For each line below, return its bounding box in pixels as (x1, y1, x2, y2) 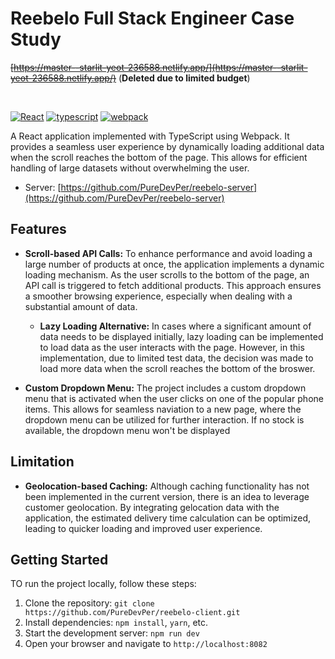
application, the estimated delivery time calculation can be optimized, (24, 512, 312, 524)
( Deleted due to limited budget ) (118, 72, 251, 84)
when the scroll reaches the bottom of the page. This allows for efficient (10, 151, 308, 163)
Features (10, 221, 67, 238)
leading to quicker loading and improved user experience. (24, 522, 263, 534)
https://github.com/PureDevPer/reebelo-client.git (24, 608, 241, 618)
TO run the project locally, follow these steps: (10, 578, 197, 590)
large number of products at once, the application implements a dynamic (24, 258, 325, 270)
